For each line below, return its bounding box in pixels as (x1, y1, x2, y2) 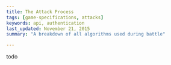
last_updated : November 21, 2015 (6, 25, 90, 32)
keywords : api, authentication (6, 20, 85, 26)
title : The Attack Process (6, 8, 74, 15)
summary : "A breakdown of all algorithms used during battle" (6, 31, 166, 37)
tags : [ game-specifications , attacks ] (6, 14, 104, 20)
